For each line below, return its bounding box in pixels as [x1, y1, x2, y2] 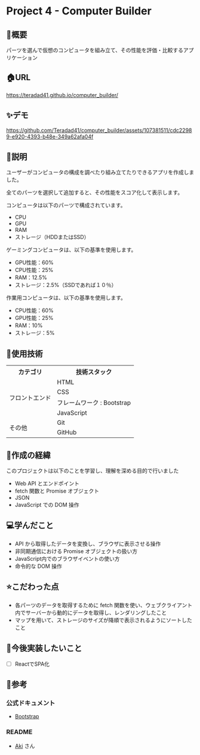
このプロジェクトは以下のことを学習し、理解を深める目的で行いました [6, 467, 179, 475]
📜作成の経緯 [6, 450, 51, 460]
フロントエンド [9, 394, 52, 402]
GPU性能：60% [14, 259, 54, 266]
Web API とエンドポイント [14, 480, 79, 487]
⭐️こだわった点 [6, 582, 59, 592]
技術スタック [75, 368, 112, 376]
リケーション [6, 54, 38, 61]
